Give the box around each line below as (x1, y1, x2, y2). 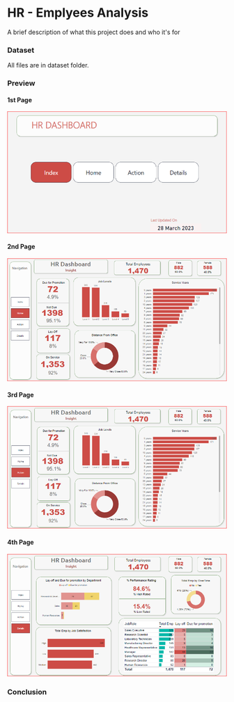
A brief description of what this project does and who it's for (7, 28, 180, 36)
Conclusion (7, 687, 47, 696)
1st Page (7, 95, 33, 104)
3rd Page (7, 390, 34, 399)
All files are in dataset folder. (7, 61, 89, 70)
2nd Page (7, 242, 36, 251)
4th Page (7, 538, 34, 547)
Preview (7, 79, 36, 88)
